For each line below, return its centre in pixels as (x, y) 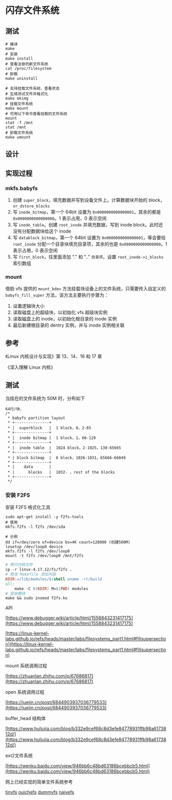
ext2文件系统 (19, 756)
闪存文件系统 (33, 11)
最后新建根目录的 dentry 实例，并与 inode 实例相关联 (69, 325)
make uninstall (22, 79)
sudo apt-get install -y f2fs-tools (44, 517)
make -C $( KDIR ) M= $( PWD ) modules (51, 588)
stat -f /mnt (19, 123)
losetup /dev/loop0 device (34, 547)
